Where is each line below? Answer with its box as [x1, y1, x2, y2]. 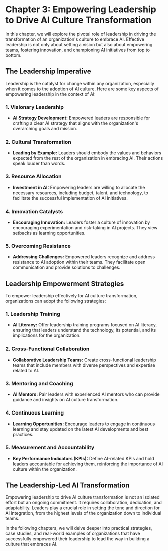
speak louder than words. [12, 160, 66, 167]
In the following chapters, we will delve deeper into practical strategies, [5, 525, 152, 531]
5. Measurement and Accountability [5, 444, 95, 451]
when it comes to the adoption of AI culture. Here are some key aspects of [5, 86, 159, 92]
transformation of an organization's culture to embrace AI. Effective [5, 36, 144, 42]
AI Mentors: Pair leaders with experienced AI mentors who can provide [12, 391, 160, 397]
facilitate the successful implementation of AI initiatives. [12, 195, 128, 201]
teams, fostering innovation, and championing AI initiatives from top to [5, 47, 150, 53]
